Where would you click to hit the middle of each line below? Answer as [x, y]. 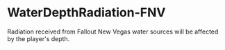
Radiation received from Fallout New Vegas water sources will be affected [113, 32]
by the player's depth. [39, 38]
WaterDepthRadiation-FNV [86, 13]
